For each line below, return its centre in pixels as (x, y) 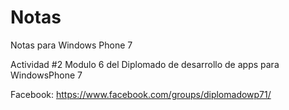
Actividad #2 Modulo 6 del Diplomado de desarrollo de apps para (145, 64)
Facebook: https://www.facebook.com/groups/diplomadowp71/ (141, 94)
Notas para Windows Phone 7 (71, 45)
